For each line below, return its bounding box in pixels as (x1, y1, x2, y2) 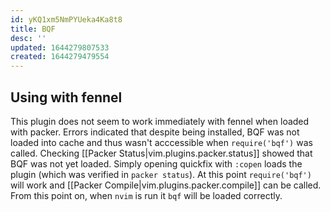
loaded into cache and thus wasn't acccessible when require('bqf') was (10, 136, 313, 148)
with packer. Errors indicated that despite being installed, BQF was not (10, 126, 300, 138)
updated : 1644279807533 (10, 42, 110, 53)
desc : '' (10, 33, 47, 43)
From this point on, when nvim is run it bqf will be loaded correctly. (10, 189, 283, 201)
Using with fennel (10, 89, 123, 106)
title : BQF (10, 24, 56, 34)
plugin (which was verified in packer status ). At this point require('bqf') (10, 168, 312, 180)
